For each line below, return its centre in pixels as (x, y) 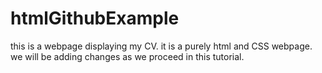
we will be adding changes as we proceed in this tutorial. (127, 56)
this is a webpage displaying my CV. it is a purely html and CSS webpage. (161, 46)
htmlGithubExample (95, 18)
